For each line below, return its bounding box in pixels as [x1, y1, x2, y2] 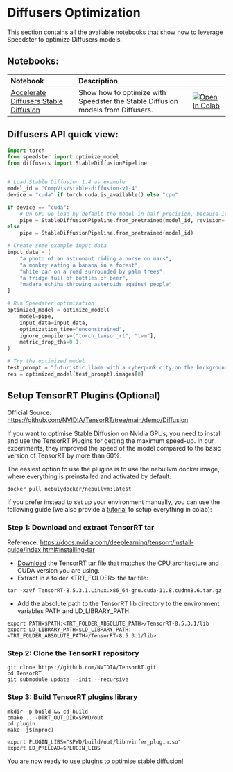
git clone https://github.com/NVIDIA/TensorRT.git [7, 664, 157, 671]
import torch [7, 147, 45, 154]
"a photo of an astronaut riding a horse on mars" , [19, 255, 172, 262]
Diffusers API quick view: [7, 128, 119, 140]
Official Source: [7, 408, 52, 417]
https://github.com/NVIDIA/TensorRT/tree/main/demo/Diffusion [7, 415, 189, 424]
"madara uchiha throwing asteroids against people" [19, 281, 172, 288]
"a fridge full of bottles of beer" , [19, 274, 129, 282]
